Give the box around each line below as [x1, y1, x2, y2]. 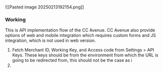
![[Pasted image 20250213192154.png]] [5, 4, 84, 10]
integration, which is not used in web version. [5, 37, 96, 43]
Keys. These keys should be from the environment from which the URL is [12, 52, 159, 58]
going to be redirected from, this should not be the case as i [12, 57, 132, 63]
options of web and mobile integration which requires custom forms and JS [5, 33, 156, 38]
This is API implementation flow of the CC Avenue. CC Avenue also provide [5, 27, 155, 33]
